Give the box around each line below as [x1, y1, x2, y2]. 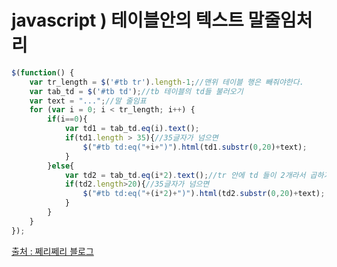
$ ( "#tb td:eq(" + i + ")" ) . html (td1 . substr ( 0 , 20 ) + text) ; [82, 142, 308, 152]
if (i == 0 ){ [47, 114, 88, 125]
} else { [47, 161, 75, 171]
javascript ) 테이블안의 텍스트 [11, 9, 244, 32]
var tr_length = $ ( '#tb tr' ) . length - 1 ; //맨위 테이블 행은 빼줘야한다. [29, 77, 304, 87]
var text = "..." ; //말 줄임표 [29, 96, 147, 106]
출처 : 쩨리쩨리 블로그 [11, 245, 94, 257]
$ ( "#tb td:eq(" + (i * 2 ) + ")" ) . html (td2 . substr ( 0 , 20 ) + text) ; [82, 189, 326, 199]
